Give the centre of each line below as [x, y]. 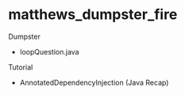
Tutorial [21, 67]
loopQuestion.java [49, 51]
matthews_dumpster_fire [93, 15]
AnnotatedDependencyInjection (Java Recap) [94, 82]
